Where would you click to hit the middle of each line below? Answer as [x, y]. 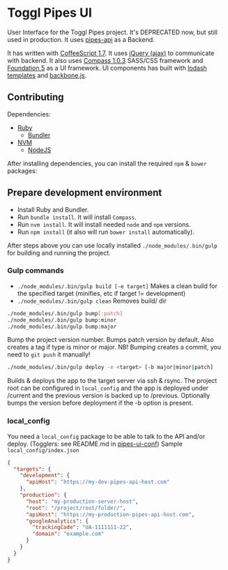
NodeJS [39, 150]
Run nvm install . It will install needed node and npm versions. [104, 224]
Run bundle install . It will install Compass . [77, 217]
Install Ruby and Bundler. [53, 209]
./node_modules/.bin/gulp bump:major [62, 327]
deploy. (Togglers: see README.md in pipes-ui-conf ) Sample [95, 444]
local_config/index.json [43, 450]
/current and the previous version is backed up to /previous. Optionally [109, 396]
